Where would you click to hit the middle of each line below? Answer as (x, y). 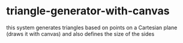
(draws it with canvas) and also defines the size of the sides (80, 33)
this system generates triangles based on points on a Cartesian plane (92, 27)
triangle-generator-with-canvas (88, 11)
